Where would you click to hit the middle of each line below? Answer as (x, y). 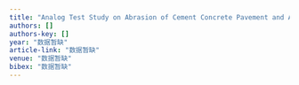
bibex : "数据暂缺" (41, 67)
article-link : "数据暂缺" (55, 50)
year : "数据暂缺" (39, 42)
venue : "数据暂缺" (41, 58)
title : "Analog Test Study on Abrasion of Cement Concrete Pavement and (147, 17)
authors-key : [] (39, 34)
